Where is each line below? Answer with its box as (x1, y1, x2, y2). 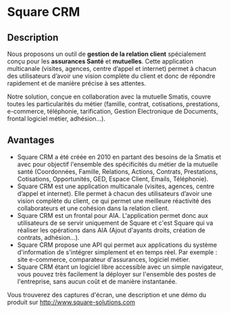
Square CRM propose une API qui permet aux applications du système (17, 241, 218, 249)
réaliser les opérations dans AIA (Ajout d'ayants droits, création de (17, 225, 205, 234)
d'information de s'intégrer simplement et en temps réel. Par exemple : (17, 248, 218, 256)
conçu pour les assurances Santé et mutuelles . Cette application (7, 57, 194, 65)
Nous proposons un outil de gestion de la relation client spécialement (7, 50, 207, 58)
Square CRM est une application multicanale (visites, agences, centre (17, 182, 215, 190)
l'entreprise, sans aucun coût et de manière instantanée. (17, 277, 178, 285)
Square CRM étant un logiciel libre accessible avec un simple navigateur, (17, 263, 224, 271)
